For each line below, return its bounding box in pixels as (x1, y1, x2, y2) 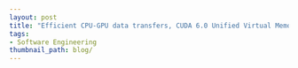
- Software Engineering (9, 37, 98, 47)
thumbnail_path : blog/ (9, 46, 93, 55)
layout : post (9, 12, 58, 22)
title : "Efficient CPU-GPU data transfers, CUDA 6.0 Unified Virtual (9, 21, 272, 30)
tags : (9, 29, 29, 38)
